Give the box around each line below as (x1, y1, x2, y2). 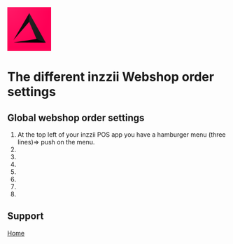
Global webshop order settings (7, 111, 145, 123)
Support (7, 210, 44, 222)
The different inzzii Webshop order (7, 69, 215, 85)
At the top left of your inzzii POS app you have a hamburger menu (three (17, 130, 226, 139)
